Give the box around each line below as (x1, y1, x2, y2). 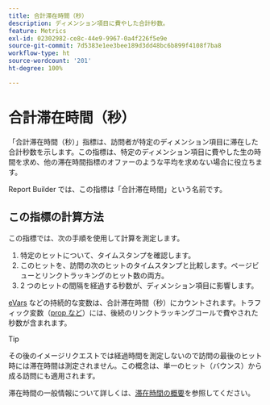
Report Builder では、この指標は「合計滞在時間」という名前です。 (8, 184, 227, 194)
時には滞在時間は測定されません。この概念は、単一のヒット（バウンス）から (8, 361, 263, 370)
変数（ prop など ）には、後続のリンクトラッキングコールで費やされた (29, 307, 260, 317)
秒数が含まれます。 (8, 318, 72, 328)
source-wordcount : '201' (8, 57, 92, 65)
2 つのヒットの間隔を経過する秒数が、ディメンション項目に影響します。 (19, 280, 259, 290)
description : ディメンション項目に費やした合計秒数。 (8, 19, 169, 27)
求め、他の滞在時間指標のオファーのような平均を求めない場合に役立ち (22, 157, 255, 166)
